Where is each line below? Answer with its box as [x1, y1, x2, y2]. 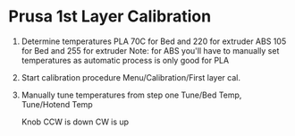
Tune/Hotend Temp [21, 98, 93, 109]
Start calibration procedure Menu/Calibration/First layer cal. [21, 72, 240, 82]
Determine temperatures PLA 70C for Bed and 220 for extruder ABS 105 [21, 36, 287, 47]
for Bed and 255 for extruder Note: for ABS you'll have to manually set [21, 45, 280, 55]
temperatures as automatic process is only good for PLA [21, 55, 230, 65]
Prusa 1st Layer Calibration [8, 6, 212, 27]
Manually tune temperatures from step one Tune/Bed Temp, [21, 89, 242, 100]
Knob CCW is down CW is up [21, 116, 130, 127]
